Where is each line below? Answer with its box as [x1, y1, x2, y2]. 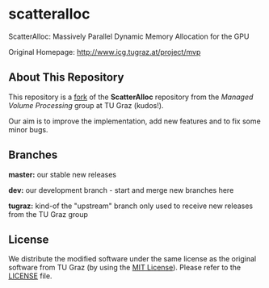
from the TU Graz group [8, 209, 89, 219]
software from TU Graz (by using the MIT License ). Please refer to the [8, 263, 241, 273]
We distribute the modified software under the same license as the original [8, 254, 257, 264]
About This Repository [8, 70, 124, 85]
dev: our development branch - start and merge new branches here [8, 185, 234, 194]
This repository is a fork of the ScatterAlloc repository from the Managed [8, 92, 254, 102]
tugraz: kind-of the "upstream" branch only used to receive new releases [8, 201, 254, 211]
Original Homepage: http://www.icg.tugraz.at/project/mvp [8, 47, 201, 56]
